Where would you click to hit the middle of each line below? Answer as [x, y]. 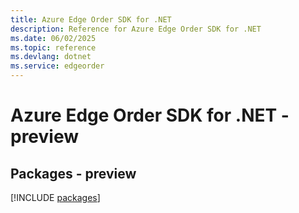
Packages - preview [73, 173]
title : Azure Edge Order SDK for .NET [91, 19]
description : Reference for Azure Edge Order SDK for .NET [136, 29]
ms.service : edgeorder [57, 66]
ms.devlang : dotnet [51, 57]
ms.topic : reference [53, 47]
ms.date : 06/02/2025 [53, 38]
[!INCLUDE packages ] [55, 197]
